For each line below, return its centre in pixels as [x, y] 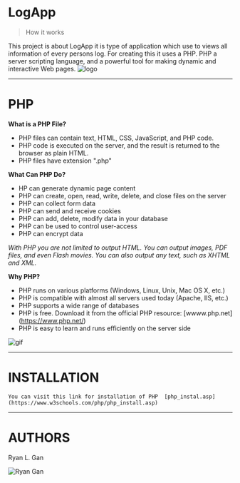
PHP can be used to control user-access [78, 226]
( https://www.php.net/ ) [52, 320]
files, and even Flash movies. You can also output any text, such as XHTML [119, 255]
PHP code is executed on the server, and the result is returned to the [119, 145]
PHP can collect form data [57, 203]
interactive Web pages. [42, 68]
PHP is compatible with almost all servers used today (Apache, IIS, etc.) [123, 298]
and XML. [22, 263]
